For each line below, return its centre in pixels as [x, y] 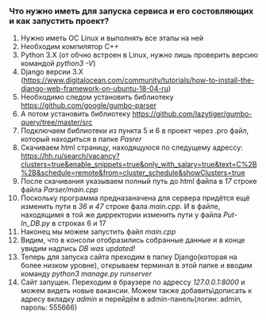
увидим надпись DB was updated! [78, 249]
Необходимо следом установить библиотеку [97, 97]
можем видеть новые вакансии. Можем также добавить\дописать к [136, 291]
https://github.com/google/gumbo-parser [89, 105]
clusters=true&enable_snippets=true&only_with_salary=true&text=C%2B [139, 165]
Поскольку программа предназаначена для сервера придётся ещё [135, 198]
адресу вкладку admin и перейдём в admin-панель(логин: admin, [131, 299]
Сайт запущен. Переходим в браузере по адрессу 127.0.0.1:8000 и [133, 282]
